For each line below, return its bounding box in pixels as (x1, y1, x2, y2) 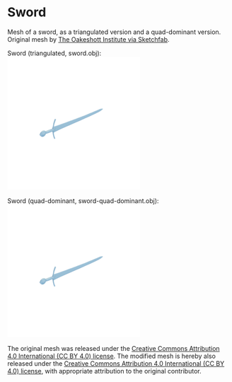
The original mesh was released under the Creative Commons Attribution (7, 344, 221, 352)
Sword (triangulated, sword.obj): (7, 49, 102, 57)
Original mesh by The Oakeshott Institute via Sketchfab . (7, 35, 170, 43)
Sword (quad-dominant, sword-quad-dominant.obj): (7, 196, 159, 205)
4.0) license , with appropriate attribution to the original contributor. (7, 366, 202, 375)
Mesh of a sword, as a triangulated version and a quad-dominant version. (7, 28, 221, 36)
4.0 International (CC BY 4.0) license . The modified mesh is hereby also (7, 352, 216, 360)
